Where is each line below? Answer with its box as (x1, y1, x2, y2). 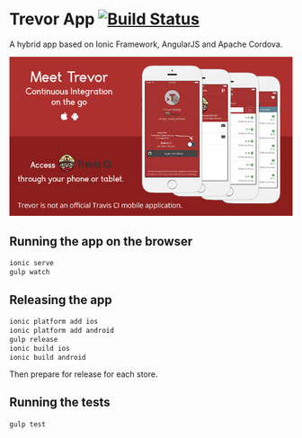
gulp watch (9, 268, 50, 277)
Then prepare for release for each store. (9, 369, 158, 380)
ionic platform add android (9, 326, 115, 335)
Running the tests (9, 395, 111, 410)
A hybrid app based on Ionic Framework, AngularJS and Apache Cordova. (9, 39, 283, 49)
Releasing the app (9, 292, 112, 308)
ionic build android (9, 353, 87, 362)
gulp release (9, 335, 58, 344)
